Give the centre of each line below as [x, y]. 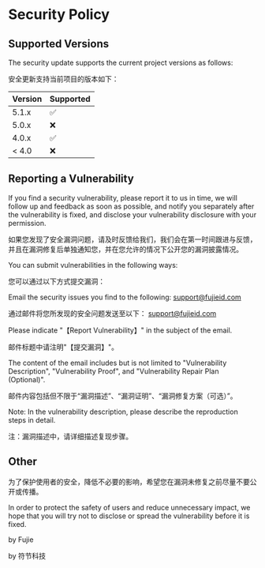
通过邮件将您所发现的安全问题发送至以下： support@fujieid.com [112, 313]
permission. [27, 223]
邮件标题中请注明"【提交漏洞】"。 [63, 347]
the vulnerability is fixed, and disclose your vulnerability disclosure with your [132, 214]
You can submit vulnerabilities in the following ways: [93, 265]
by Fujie [21, 540]
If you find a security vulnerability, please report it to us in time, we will [123, 197]
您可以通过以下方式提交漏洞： [56, 281]
